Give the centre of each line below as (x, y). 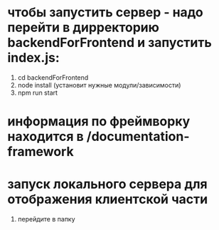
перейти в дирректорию (84, 27)
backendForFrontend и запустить (109, 43)
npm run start (38, 93)
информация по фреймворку (99, 121)
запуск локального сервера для (107, 184)
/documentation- (138, 137)
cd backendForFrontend (53, 77)
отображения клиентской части (108, 199)
